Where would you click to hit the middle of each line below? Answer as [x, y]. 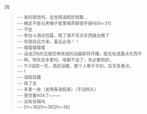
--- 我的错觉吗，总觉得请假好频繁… [52, 17]
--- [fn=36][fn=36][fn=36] [43, 107]
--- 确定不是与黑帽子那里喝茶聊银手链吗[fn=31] [64, 23]
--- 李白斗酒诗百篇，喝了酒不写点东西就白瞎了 [63, 35]
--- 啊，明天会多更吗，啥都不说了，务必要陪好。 [65, 60]
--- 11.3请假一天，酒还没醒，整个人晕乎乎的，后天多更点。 [75, 66]
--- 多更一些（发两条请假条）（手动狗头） [58, 89]
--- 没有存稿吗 [31, 101]
